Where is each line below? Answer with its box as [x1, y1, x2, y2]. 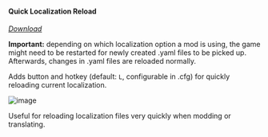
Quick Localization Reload [8, 6, 98, 16]
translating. [8, 119, 46, 129]
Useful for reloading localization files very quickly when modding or [8, 112, 232, 121]
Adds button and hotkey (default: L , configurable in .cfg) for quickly [8, 72, 230, 81]
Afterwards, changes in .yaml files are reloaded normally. [8, 57, 197, 66]
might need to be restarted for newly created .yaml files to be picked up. [8, 48, 246, 57]
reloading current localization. [8, 80, 107, 90]
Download [8, 24, 42, 33]
